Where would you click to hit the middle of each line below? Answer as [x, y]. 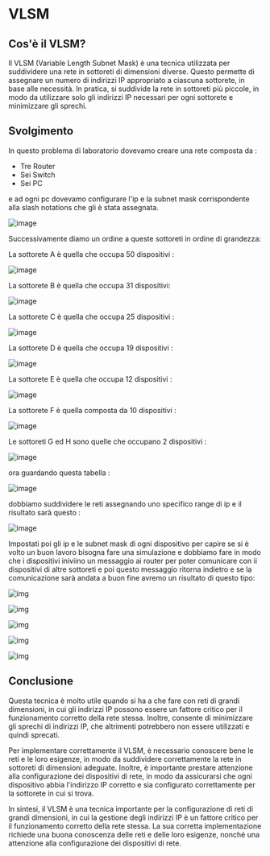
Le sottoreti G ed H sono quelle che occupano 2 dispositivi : [108, 441]
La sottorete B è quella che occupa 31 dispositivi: [89, 285]
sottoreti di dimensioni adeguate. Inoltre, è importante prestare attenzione [131, 767]
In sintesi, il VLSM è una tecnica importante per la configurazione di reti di [131, 808]
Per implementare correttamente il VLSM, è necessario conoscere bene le [131, 751]
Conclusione [41, 681]
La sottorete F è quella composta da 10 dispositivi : [93, 410]
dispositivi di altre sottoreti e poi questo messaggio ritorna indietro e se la [130, 569]
